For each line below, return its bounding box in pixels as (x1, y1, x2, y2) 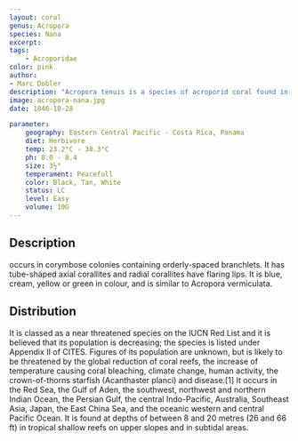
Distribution (9, 304, 77, 319)
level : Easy (25, 195, 69, 204)
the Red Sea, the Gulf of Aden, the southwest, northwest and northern (9, 384, 266, 395)
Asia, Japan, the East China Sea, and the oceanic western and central (9, 403, 265, 413)
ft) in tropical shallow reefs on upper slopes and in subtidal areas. (9, 421, 249, 432)
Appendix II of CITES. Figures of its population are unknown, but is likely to (9, 346, 283, 357)
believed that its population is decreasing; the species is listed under (9, 337, 261, 348)
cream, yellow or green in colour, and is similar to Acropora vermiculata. (9, 277, 273, 289)
